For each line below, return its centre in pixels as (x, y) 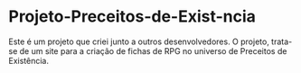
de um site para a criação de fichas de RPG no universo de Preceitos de (153, 50)
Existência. (28, 60)
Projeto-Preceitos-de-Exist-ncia (132, 17)
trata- (282, 41)
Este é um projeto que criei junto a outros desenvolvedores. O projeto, (139, 41)
